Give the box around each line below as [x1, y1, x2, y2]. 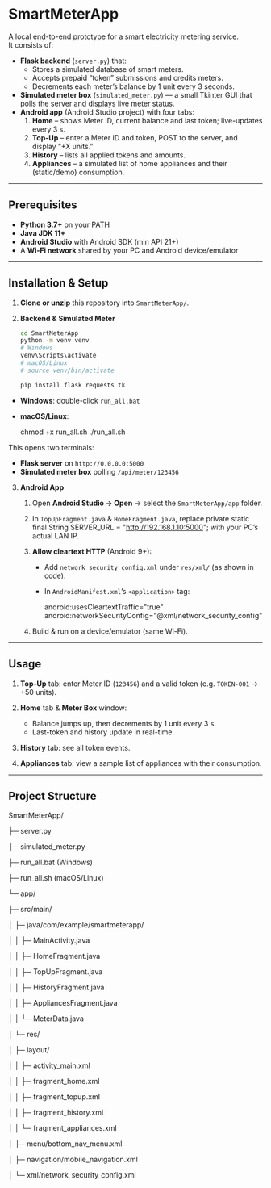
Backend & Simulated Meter [19, 313, 115, 323]
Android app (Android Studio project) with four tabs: [19, 107, 195, 117]
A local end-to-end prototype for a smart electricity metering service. [8, 31, 240, 41]
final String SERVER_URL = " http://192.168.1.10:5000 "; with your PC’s [31, 522, 259, 532]
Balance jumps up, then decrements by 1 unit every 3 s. [31, 718, 216, 728]
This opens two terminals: [8, 442, 94, 452]
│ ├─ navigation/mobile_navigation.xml [8, 1155, 139, 1165]
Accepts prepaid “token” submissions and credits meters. [31, 73, 223, 82]
